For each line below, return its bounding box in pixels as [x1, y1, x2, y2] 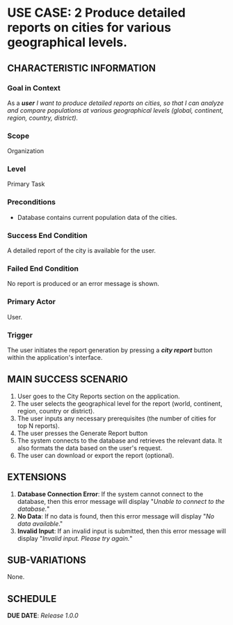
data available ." [17, 519, 63, 528]
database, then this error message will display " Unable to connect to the [17, 497, 225, 505]
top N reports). [17, 421, 61, 429]
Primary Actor [7, 297, 56, 307]
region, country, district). [7, 113, 79, 122]
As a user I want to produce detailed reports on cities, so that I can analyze [7, 99, 224, 107]
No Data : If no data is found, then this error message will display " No [17, 512, 214, 520]
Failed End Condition [7, 263, 79, 273]
